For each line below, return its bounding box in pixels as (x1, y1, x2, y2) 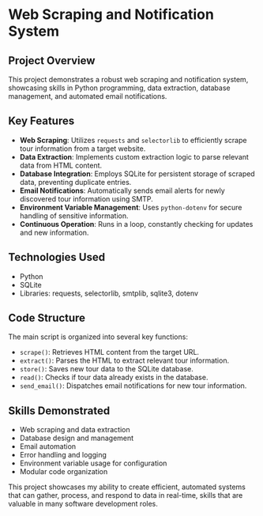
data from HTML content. (19, 160, 103, 170)
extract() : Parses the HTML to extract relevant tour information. (19, 356, 230, 365)
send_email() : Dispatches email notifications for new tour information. (19, 381, 247, 390)
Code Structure (8, 311, 85, 325)
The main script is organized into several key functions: (8, 332, 188, 341)
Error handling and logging (19, 450, 107, 460)
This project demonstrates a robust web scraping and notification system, (8, 75, 249, 84)
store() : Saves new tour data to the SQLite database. (19, 364, 193, 374)
